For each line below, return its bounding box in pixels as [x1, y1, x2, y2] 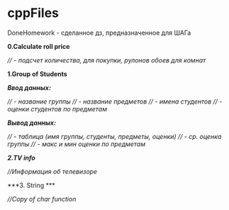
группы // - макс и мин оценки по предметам [7, 140, 146, 148]
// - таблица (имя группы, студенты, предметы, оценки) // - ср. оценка [7, 132, 222, 140]
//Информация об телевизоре [7, 167, 98, 175]
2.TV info [7, 153, 35, 162]
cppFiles [7, 5, 59, 21]
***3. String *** [7, 181, 55, 189]
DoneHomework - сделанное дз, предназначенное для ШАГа [7, 28, 191, 37]
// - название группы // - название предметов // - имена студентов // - [7, 97, 223, 106]
